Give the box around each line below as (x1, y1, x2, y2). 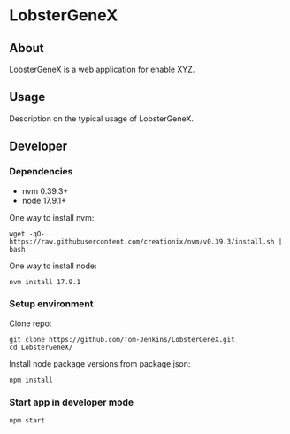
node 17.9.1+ (21, 195, 67, 205)
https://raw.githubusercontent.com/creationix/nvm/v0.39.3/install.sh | (9, 236, 283, 246)
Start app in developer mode (9, 396, 134, 408)
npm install (9, 376, 53, 384)
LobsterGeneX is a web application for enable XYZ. (9, 64, 195, 74)
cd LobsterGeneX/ (9, 343, 73, 352)
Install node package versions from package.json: (9, 358, 191, 368)
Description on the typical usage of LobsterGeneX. (9, 112, 195, 124)
